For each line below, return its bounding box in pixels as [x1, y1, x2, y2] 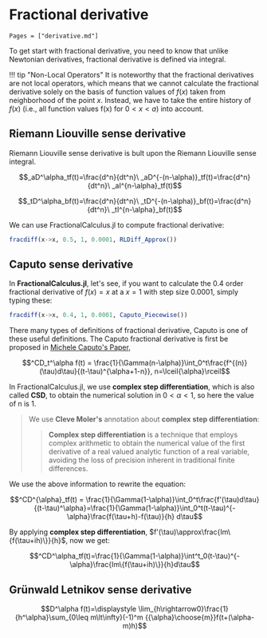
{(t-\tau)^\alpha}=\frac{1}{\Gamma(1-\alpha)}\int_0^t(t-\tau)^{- [33, 503, 236, 513]
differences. [48, 464, 88, 474]
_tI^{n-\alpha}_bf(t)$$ [111, 204, 183, 214]
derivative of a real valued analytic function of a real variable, [48, 447, 250, 457]
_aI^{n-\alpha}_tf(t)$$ [112, 180, 183, 190]
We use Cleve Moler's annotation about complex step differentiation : [28, 414, 260, 424]
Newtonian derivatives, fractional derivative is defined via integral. [9, 54, 226, 64]
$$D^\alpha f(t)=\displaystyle [40, 604, 137, 614]
